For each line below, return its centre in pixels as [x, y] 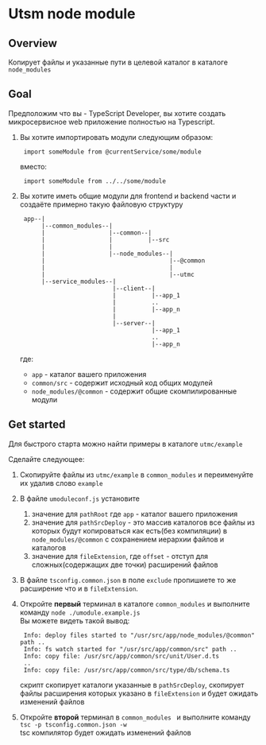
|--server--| [134, 323]
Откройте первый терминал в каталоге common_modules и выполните [135, 603]
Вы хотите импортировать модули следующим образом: [116, 137]
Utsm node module [72, 14]
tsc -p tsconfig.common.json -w [73, 724]
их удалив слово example [61, 483]
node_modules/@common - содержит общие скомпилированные [134, 391]
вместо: [33, 166]
